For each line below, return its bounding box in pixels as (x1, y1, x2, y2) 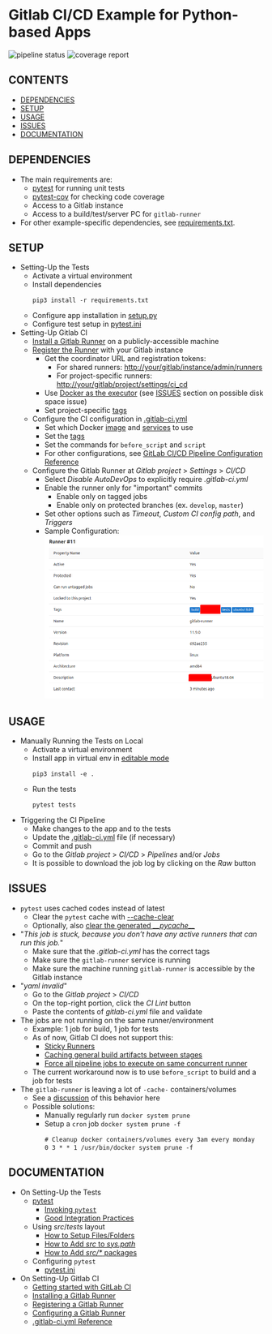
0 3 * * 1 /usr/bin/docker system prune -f (44, 1143, 193, 1151)
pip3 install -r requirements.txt (32, 296, 149, 305)
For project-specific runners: (56, 371, 152, 381)
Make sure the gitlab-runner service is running (32, 955, 191, 965)
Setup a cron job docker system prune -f (44, 1118, 181, 1129)
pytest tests (32, 801, 77, 809)
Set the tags (44, 432, 85, 441)
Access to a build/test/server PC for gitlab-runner (32, 209, 202, 218)
